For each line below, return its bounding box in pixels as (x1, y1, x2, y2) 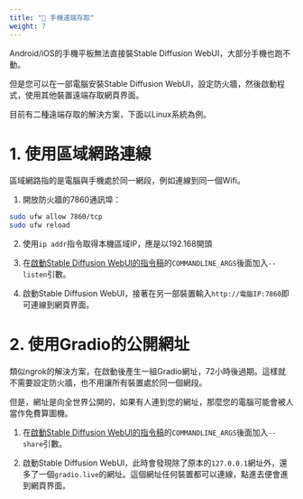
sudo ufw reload (9, 221, 70, 231)
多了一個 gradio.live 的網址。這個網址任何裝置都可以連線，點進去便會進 (22, 469, 289, 480)
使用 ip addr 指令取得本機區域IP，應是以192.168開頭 (22, 239, 213, 249)
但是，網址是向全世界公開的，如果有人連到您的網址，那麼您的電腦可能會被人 (9, 397, 294, 408)
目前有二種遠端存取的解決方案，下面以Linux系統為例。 (9, 108, 212, 119)
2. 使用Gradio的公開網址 (9, 334, 190, 355)
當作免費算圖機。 (9, 408, 73, 419)
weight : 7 (9, 22, 47, 31)
